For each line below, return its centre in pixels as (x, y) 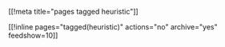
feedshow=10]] (33, 35)
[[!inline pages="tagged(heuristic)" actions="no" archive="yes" (113, 27)
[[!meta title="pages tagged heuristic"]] (73, 12)
